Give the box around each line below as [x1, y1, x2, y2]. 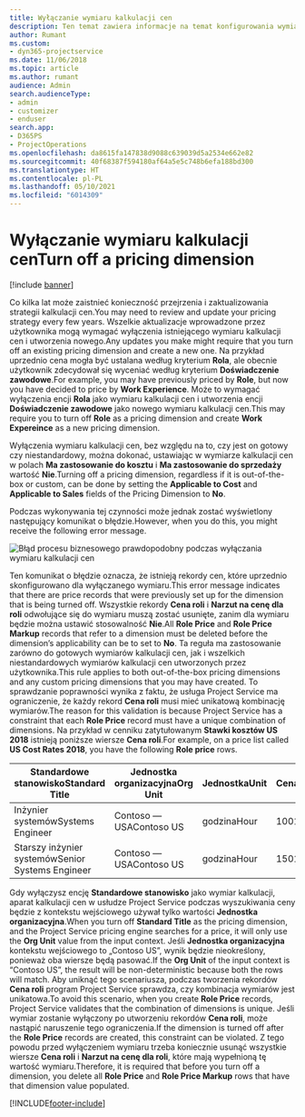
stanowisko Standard [14, 776, 106, 789]
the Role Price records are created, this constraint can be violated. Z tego [9, 1032, 284, 1042]
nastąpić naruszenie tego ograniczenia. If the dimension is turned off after [9, 1022, 284, 1032]
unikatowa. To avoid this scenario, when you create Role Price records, [9, 992, 274, 1004]
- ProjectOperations [9, 140, 88, 149]
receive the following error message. [9, 524, 147, 536]
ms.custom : [9, 38, 51, 48]
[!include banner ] [9, 279, 74, 290]
